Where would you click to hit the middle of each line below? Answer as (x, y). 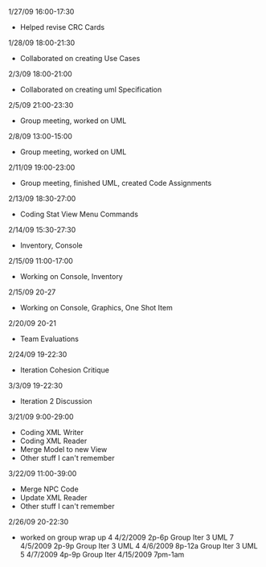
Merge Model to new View (63, 449)
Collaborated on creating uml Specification (91, 89)
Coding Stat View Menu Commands (79, 214)
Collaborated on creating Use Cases (80, 58)
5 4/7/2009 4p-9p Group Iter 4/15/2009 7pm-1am (102, 555)
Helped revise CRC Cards (62, 27)
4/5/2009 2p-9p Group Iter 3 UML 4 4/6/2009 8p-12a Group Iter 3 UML (139, 546)
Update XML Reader (53, 497)
